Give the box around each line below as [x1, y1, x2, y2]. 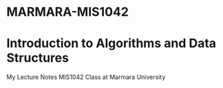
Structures [6, 50, 70, 66]
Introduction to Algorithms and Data [6, 36, 217, 52]
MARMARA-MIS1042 [6, 4, 129, 20]
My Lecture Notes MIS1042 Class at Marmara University [6, 73, 166, 81]
